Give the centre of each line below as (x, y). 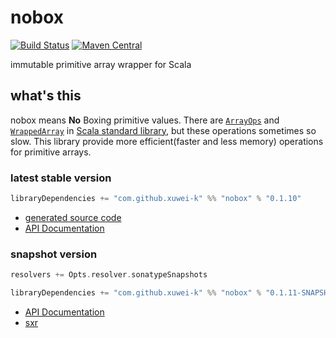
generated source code (73, 217)
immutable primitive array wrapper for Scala (101, 64)
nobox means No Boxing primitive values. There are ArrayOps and (145, 120)
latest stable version (61, 178)
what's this (46, 96)
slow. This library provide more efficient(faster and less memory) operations (167, 141)
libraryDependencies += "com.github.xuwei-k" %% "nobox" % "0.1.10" (156, 199)
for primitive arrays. (51, 152)
